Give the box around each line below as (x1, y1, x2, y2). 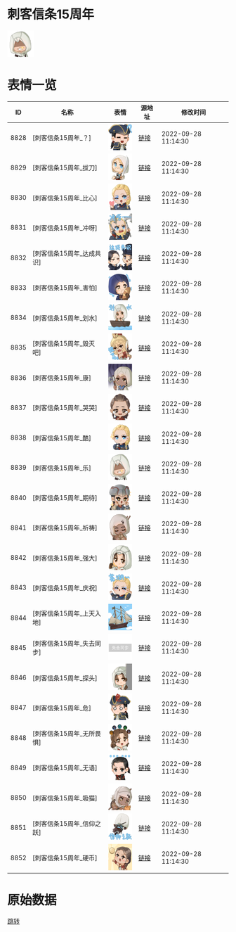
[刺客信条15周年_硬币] (32, 854, 98, 862)
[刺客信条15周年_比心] (32, 193, 98, 202)
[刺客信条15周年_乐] (32, 464, 91, 472)
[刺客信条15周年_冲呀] (32, 223, 98, 232)
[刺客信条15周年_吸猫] (32, 793, 98, 802)
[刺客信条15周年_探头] (32, 673, 98, 682)
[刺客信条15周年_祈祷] (32, 523, 98, 532)
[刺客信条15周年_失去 (32, 639, 96, 648)
